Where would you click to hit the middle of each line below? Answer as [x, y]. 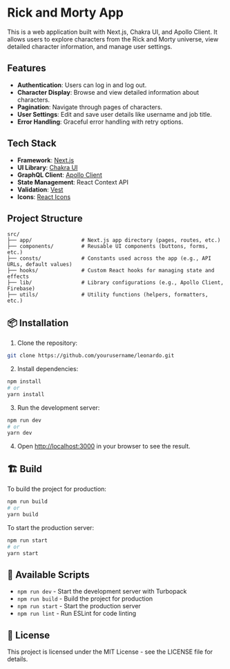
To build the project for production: [57, 489]
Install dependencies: [48, 369]
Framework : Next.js [46, 160]
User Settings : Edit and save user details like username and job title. [114, 114]
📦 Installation [38, 323]
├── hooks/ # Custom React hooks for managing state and [111, 271]
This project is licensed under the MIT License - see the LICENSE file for [110, 652]
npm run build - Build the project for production [85, 599]
